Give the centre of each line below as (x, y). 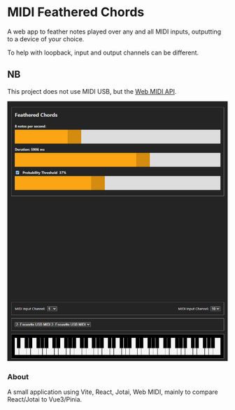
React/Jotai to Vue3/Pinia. (45, 400)
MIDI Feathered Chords (76, 12)
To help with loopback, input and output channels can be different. (103, 52)
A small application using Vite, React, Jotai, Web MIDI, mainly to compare (113, 392)
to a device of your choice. (46, 38)
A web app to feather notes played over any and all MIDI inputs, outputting (114, 31)
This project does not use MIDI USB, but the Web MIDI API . (92, 91)
